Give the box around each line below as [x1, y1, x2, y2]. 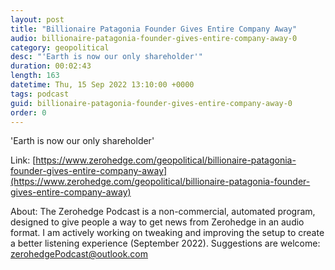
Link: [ [10, 154, 37, 166]
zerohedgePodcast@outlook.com [10, 248, 149, 260]
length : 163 [10, 71, 60, 81]
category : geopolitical [10, 42, 110, 53]
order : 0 [10, 107, 47, 118]
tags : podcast [10, 89, 70, 99]
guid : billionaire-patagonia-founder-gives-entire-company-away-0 [10, 98, 293, 108]
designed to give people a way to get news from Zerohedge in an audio [10, 216, 305, 228]
